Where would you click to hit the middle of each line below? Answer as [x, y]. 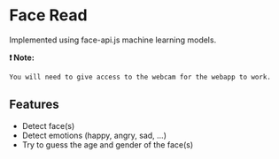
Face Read [48, 15]
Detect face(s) [48, 125]
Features [34, 105]
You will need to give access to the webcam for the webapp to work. [140, 77]
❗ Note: [22, 57]
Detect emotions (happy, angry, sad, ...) [94, 135]
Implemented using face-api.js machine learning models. [113, 40]
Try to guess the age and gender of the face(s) [108, 144]
